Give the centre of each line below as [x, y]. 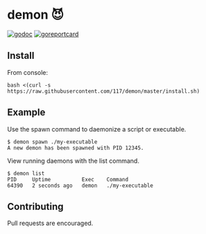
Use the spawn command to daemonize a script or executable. [97, 129]
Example [26, 112]
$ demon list [26, 173]
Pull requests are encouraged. [50, 223]
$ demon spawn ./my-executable [52, 142]
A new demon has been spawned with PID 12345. [76, 148]
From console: [28, 72]
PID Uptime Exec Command [68, 179]
